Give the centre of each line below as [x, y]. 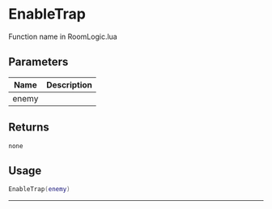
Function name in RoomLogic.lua [63, 36]
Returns [29, 128]
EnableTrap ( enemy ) [39, 190]
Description [69, 84]
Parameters [38, 62]
